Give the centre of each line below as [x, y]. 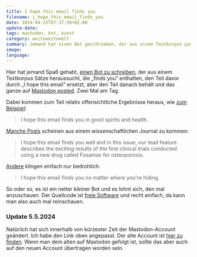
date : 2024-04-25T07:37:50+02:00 [47, 22]
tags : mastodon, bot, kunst [40, 33]
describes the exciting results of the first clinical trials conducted [98, 148]
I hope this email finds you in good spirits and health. [84, 119]
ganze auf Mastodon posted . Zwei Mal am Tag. [63, 90]
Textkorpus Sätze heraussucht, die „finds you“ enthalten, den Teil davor [93, 78]
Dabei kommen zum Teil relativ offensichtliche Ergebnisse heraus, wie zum [96, 102]
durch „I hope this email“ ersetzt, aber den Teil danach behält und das [90, 84]
